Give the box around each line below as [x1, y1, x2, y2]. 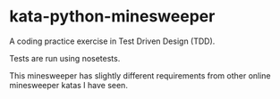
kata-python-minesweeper [9, 6, 216, 27]
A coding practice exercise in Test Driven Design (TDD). [9, 36, 216, 46]
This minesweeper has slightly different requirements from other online [9, 70, 271, 81]
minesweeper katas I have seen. [9, 79, 128, 90]
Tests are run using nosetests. [9, 53, 121, 63]
